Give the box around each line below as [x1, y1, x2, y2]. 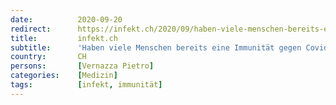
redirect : [10, 24, 52, 34]
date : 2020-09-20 [10, 14, 123, 25]
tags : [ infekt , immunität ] [10, 80, 163, 90]
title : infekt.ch [10, 33, 118, 43]
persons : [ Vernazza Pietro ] [10, 61, 155, 71]
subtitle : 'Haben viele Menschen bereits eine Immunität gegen [10, 42, 302, 53]
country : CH [10, 52, 87, 62]
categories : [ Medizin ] [10, 71, 118, 81]
